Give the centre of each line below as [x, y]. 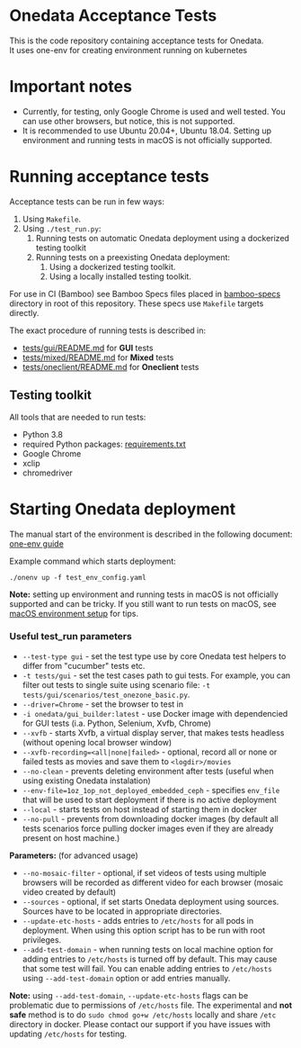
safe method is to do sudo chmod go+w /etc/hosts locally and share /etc [143, 1015]
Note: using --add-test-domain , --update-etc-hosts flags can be [129, 995]
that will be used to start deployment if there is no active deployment [149, 800]
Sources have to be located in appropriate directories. [122, 911]
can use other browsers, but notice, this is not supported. [128, 121]
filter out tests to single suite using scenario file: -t [116, 684]
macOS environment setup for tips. [74, 613]
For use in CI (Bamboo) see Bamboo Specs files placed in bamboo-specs [145, 294]
